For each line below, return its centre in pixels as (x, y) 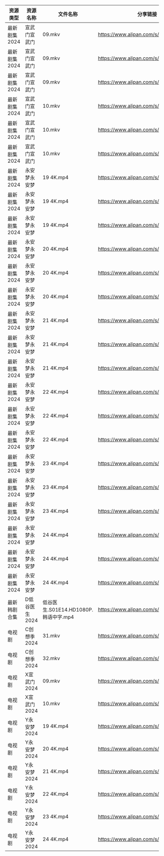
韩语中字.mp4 (58, 617)
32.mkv (51, 658)
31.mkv (51, 636)
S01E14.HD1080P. (71, 610)
